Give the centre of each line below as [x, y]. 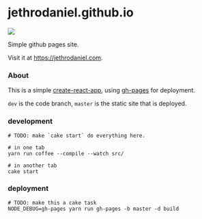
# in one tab [26, 147]
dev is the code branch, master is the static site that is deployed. [97, 103]
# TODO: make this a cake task [52, 203]
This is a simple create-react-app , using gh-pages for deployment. [102, 90]
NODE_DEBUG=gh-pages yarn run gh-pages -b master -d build [93, 209]
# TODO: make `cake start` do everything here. [77, 136]
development [30, 121]
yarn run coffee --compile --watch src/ [66, 153]
